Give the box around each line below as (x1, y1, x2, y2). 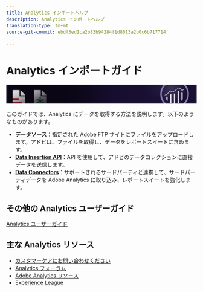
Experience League (14, 279, 64, 286)
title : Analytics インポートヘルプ (6, 10, 89, 16)
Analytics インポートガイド (6, 64, 143, 78)
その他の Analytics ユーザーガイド (6, 203, 134, 213)
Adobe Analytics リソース (14, 272, 79, 279)
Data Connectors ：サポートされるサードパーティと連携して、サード (14, 169, 185, 176)
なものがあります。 (6, 118, 54, 125)
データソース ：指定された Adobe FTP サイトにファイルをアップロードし (14, 131, 195, 138)
